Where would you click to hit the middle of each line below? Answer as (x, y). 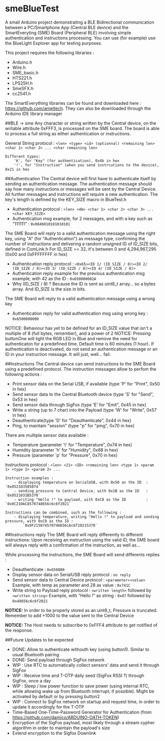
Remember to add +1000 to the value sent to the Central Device (69, 615)
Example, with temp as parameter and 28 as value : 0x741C (71, 585)
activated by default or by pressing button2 (56, 696)
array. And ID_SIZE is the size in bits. (49, 289)
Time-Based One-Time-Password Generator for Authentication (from (82, 712)
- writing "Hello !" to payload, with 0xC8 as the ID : (81, 499)
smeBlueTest (32, 9)
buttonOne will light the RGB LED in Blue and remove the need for (71, 338)
